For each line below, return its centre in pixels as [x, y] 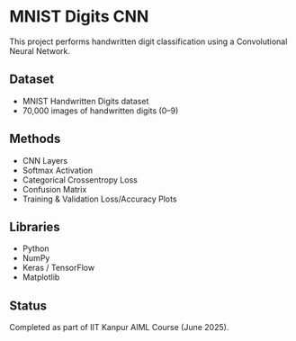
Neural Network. [40, 50]
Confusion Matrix [54, 189]
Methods [35, 139]
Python [36, 248]
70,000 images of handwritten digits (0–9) [100, 111]
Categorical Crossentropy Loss [80, 179]
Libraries [35, 227]
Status [28, 305]
